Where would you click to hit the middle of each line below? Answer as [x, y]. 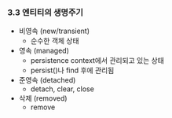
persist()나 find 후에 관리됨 [72, 70]
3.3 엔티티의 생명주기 [46, 12]
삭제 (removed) [43, 98]
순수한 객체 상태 [55, 41]
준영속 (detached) [47, 80]
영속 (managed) [44, 51]
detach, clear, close [62, 89]
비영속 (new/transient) [54, 31]
